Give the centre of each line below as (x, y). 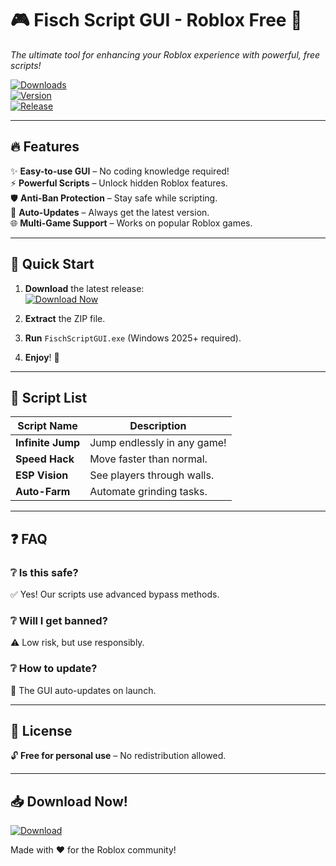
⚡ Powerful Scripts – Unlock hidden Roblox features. (119, 183)
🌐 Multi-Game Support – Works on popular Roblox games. (131, 223)
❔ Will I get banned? (59, 620)
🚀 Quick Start (52, 264)
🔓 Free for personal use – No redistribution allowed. (118, 756)
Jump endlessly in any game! (158, 443)
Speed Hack (45, 459)
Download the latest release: (84, 288)
